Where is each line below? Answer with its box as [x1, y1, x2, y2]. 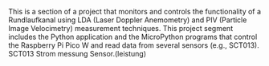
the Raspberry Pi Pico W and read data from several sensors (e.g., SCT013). [8, 41, 259, 50]
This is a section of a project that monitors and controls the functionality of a [8, 7, 262, 16]
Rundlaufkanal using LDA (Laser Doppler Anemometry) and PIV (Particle [8, 15, 247, 25]
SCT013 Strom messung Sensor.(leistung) [8, 49, 147, 58]
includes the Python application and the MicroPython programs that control [8, 32, 258, 41]
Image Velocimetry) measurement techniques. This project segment [8, 24, 234, 33]
